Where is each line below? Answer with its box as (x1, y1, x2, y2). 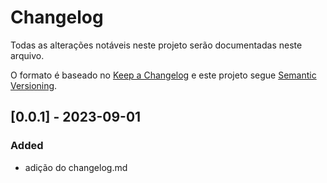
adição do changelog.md (24, 161, 128, 173)
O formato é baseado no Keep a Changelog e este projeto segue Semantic (10, 69, 317, 81)
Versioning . (10, 79, 58, 91)
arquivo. (10, 49, 45, 61)
